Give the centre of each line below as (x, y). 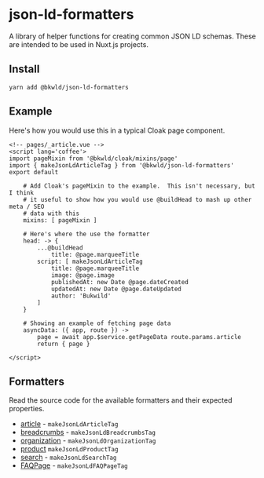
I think (22, 193)
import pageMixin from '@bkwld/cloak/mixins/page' (93, 159)
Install (24, 69)
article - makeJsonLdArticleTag (69, 424)
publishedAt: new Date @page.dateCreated (120, 282)
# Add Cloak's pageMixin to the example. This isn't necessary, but (139, 186)
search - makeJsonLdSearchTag (68, 458)
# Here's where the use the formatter (86, 234)
